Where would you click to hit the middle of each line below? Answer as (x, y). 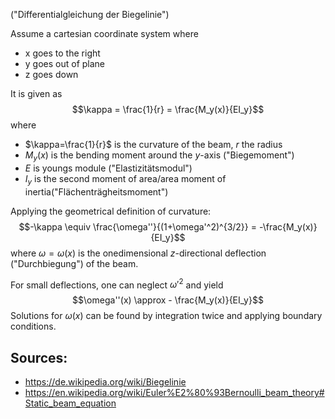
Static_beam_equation (70, 403)
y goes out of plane (65, 63)
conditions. (33, 326)
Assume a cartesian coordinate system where (104, 33)
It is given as (36, 93)
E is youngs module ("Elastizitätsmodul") (108, 168)
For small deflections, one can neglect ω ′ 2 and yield (117, 284)
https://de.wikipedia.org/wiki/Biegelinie (105, 382)
